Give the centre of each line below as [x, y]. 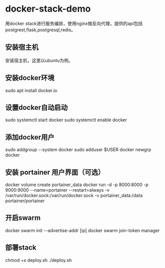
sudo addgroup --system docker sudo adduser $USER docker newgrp [78, 150]
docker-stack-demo [48, 9]
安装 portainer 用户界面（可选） [55, 172]
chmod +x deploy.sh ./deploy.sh [39, 260]
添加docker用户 [30, 137]
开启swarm [23, 218]
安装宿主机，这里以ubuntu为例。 [39, 60]
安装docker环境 [30, 78]
